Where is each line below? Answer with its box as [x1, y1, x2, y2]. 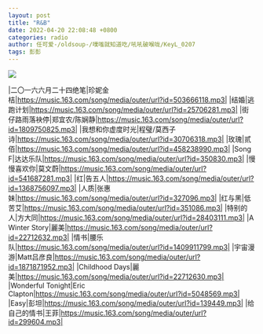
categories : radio [8, 33, 68, 42]
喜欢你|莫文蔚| [14, 164, 61, 173]
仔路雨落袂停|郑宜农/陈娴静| [8, 115, 98, 124]
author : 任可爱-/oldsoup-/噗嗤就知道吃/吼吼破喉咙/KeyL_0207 [8, 41, 196, 49]
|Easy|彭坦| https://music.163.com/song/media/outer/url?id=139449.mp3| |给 [8, 299, 255, 307]
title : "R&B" [8, 19, 51, 27]
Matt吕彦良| [16, 252, 55, 262]
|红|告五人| [74, 174, 109, 183]
